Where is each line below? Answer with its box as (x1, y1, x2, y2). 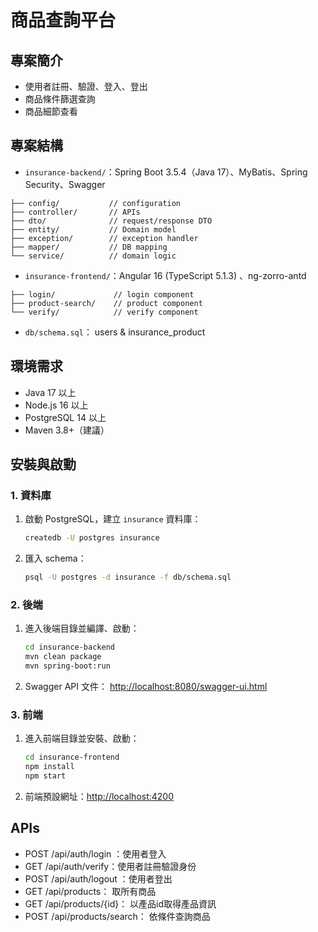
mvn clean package (24, 652, 102, 662)
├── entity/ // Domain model (10, 224, 177, 235)
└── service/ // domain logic (10, 251, 177, 261)
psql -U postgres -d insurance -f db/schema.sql (24, 572, 232, 583)
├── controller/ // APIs (10, 207, 141, 217)
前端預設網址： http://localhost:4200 (24, 790, 175, 802)
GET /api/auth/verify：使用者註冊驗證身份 (24, 860, 197, 872)
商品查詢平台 (10, 9, 117, 32)
